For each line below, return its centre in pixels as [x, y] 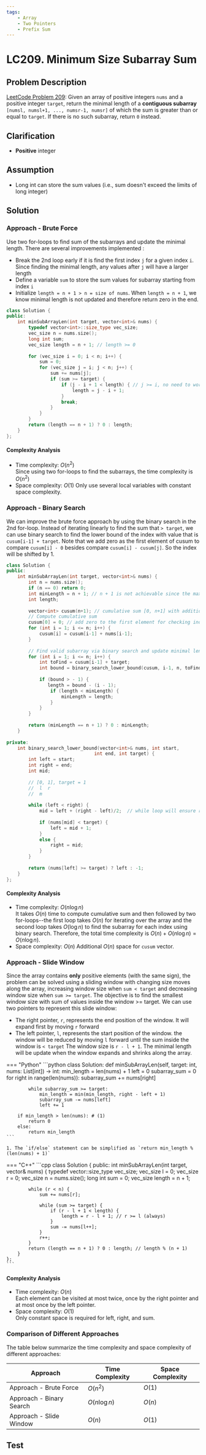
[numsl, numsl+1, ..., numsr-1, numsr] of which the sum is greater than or [102, 110]
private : [17, 742]
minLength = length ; [87, 696]
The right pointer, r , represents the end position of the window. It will [102, 1020]
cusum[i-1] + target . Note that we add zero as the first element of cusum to [103, 541]
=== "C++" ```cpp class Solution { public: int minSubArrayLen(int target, [97, 1165]
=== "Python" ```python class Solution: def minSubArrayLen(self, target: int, [102, 1065]
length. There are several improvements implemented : [75, 248]
